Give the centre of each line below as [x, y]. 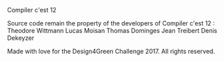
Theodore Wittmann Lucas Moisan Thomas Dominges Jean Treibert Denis [112, 31]
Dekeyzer [21, 38]
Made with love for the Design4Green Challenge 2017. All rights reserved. [111, 51]
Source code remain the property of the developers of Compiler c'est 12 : [111, 23]
